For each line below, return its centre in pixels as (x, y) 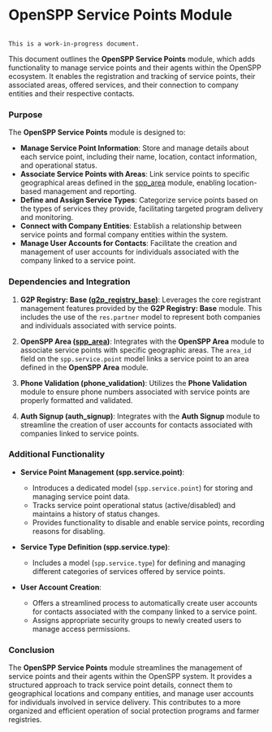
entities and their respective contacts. (72, 93)
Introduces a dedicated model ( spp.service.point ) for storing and (142, 488)
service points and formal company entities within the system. (124, 235)
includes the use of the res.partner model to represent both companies (140, 317)
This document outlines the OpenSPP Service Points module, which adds (132, 59)
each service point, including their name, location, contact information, (138, 157)
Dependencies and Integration (70, 282)
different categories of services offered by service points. (129, 571)
